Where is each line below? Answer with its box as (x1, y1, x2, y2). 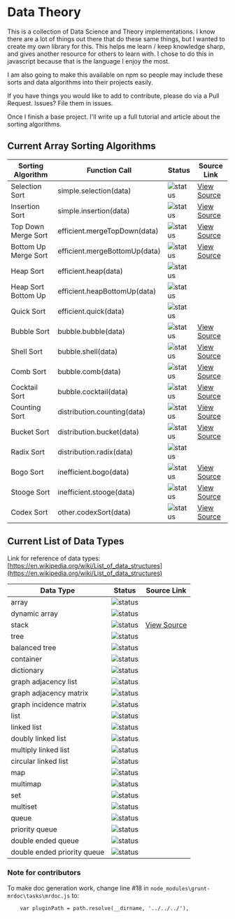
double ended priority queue (10, 847, 105, 857)
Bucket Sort (10, 427, 50, 437)
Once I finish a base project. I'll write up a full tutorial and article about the (7, 113, 220, 121)
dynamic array (10, 609, 58, 618)
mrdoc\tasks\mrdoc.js (7, 892, 71, 899)
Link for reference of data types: (7, 553, 101, 563)
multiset (10, 802, 37, 811)
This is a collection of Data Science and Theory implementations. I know (7, 27, 215, 36)
